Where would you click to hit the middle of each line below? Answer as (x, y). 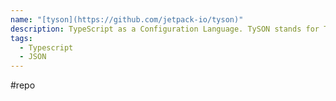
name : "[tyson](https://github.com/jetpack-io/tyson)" (127, 19)
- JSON (33, 57)
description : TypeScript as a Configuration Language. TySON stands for (165, 29)
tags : (21, 38)
